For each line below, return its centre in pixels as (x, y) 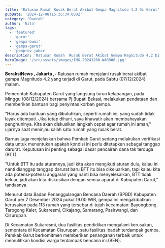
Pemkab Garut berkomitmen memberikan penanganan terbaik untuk (74, 235)
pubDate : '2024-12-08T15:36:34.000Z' (44, 14)
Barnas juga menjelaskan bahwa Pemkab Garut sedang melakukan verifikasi (82, 139)
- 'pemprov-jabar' (29, 51)
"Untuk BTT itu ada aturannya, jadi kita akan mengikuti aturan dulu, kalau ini (82, 164)
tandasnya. (16, 185)
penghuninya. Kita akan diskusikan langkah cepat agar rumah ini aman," (78, 124)
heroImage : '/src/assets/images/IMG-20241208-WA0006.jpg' (66, 60)
